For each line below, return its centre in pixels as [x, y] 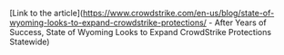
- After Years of [238, 23]
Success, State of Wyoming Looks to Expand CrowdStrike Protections [140, 32]
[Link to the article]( [46, 13]
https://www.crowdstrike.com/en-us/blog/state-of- [178, 13]
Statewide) [30, 41]
